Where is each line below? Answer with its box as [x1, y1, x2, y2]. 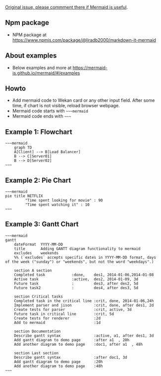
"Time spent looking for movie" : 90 [25, 198, 103, 203]
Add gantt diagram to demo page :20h [14, 359, 103, 364]
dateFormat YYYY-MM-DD [14, 242, 63, 247]
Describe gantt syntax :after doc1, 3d [14, 355, 127, 360]
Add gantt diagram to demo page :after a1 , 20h [14, 337, 130, 342]
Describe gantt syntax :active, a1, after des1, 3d [14, 333, 154, 338]
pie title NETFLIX [5, 194, 43, 199]
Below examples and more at [12, 65, 72, 71]
